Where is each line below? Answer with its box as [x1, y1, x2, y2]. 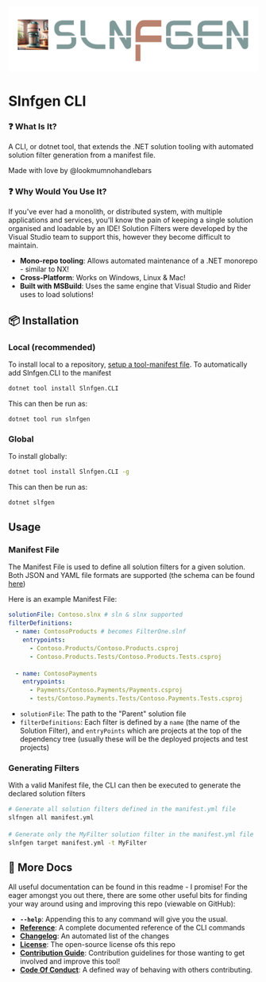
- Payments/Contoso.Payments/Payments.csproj [29, 686, 183, 695]
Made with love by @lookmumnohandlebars [8, 165, 152, 175]
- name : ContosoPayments [15, 669, 98, 677]
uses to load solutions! [19, 290, 94, 299]
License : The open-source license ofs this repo [19, 939, 176, 949]
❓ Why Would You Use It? [8, 186, 107, 197]
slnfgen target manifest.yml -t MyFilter [8, 838, 148, 847]
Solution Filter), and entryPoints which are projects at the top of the [19, 726, 242, 736]
